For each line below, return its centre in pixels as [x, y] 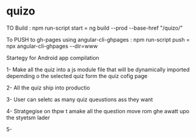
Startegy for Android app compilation [53, 57]
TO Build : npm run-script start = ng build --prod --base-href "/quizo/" [95, 28]
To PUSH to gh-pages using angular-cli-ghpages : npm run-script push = [98, 39]
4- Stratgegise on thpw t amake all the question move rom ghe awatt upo [98, 111]
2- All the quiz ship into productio [48, 87]
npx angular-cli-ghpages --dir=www [52, 46]
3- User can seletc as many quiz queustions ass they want [80, 99]
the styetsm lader [28, 117]
